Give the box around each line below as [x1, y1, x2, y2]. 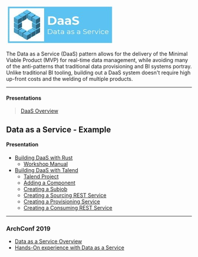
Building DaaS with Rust [14, 154, 73, 161]
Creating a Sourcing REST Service [23, 192, 107, 199]
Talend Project [23, 173, 59, 180]
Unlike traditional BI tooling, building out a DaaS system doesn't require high [6, 69, 191, 76]
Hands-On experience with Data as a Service [14, 244, 125, 251]
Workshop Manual [23, 160, 68, 167]
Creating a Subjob [23, 185, 68, 192]
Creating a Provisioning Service [23, 197, 100, 205]
